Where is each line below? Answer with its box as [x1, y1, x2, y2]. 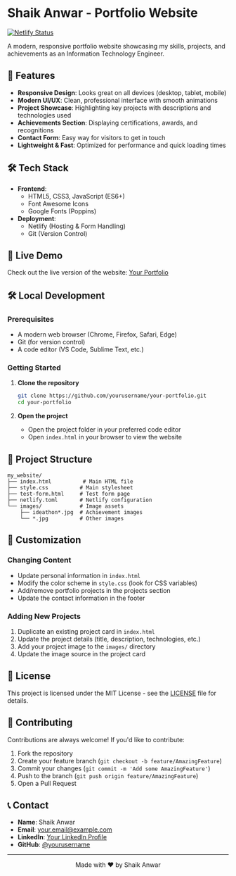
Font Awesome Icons [27, 199, 89, 208]
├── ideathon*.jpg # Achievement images [20, 508, 143, 515]
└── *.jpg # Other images [20, 515, 124, 522]
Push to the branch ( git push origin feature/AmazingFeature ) [17, 771, 199, 780]
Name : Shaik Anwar [17, 818, 76, 827]
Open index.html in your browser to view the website [27, 433, 183, 442]
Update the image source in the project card [17, 649, 146, 658]
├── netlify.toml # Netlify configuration [7, 496, 152, 503]
